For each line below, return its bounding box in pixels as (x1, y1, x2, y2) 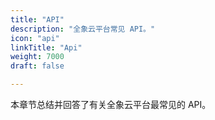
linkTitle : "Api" (10, 42, 83, 53)
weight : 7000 (10, 52, 65, 62)
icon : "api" (10, 33, 60, 43)
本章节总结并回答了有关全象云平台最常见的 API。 (10, 99, 212, 110)
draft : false (10, 61, 65, 71)
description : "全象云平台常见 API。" (10, 24, 156, 34)
